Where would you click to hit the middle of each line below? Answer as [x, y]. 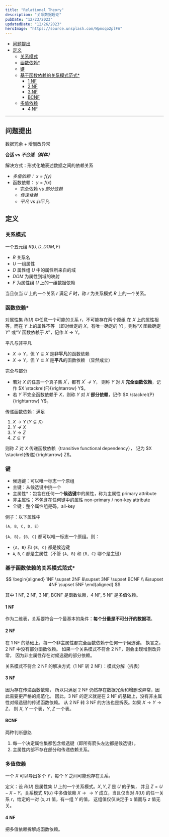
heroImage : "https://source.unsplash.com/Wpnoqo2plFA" [64, 29]
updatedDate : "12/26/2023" [33, 24]
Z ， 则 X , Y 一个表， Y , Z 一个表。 [39, 709]
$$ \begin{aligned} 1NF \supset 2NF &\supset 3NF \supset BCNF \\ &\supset [84, 579]
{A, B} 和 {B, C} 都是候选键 [41, 547]
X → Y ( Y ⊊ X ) [28, 422]
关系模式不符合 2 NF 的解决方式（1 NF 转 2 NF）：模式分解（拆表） [74, 666]
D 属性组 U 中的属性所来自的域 [44, 270]
